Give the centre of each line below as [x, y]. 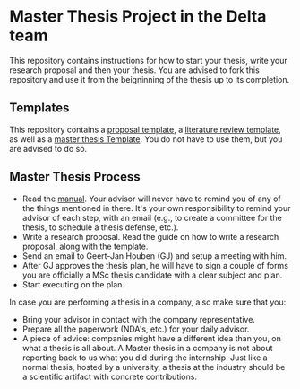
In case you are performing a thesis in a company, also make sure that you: [148, 302]
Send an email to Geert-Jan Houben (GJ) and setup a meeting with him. [154, 256]
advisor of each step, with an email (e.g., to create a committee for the [152, 217]
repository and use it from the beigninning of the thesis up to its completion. [150, 79]
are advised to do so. [48, 148]
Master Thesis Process [75, 177]
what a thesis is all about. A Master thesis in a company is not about [147, 348]
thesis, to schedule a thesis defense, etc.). [100, 227]
